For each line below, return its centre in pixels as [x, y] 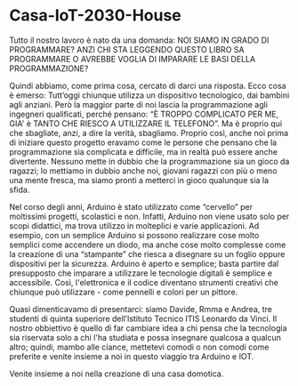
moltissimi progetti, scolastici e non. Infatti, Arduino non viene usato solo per [149, 216]
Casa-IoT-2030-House [96, 16]
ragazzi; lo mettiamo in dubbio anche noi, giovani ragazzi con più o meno [143, 171]
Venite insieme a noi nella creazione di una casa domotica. [117, 374]
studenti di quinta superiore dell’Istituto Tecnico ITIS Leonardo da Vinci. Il [143, 318]
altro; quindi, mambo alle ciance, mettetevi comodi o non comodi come [139, 347]
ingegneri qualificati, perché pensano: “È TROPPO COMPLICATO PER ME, [144, 114]
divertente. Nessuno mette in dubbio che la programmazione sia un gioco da [149, 161]
